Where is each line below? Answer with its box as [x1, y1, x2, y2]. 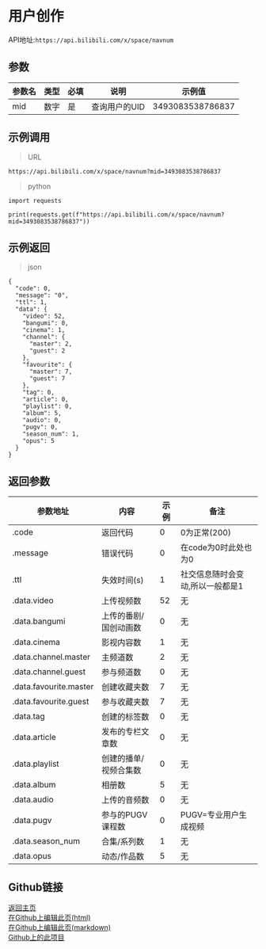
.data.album [12, 779, 56, 791]
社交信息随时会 [180, 569, 236, 580]
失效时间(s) [101, 575, 144, 586]
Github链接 [8, 880, 63, 894]
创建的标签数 [101, 711, 150, 722]
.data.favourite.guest [12, 696, 89, 707]
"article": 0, [22, 395, 69, 404]
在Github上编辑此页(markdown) [8, 923, 112, 932]
